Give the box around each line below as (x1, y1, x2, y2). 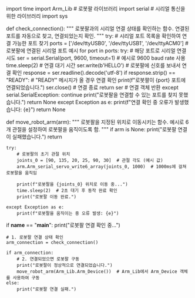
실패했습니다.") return (12, 133, 63, 140)
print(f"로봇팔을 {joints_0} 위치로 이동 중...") (16, 181, 128, 187)
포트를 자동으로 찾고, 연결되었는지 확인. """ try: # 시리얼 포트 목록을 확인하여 (6, 32, 181, 39)
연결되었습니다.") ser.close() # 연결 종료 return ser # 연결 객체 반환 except (6, 84, 179, 91)
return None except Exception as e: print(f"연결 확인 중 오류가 (27, 99, 173, 105)
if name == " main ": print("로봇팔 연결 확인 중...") (6, 221, 120, 229)
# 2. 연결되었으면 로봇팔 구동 (16, 256, 80, 262)
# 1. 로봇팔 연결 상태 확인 (6, 234, 63, 240)
